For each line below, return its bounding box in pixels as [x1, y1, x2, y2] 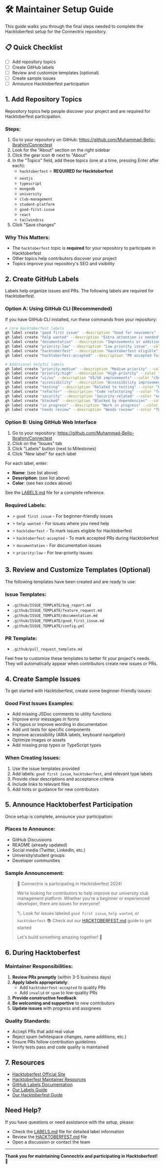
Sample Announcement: [5, 870, 64, 876]
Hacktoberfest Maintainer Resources [12, 1076, 86, 1082]
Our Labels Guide [12, 1086, 48, 1092]
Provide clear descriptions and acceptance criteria [12, 776, 114, 782]
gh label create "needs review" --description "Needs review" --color [5, 407, 152, 412]
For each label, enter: [5, 460, 48, 466]
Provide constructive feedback [12, 995, 77, 1000]
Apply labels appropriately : [12, 979, 69, 985]
